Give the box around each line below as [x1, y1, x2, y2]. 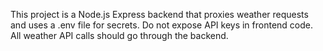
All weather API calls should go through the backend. [10, 30, 229, 41]
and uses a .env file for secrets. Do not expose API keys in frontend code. [10, 19, 314, 31]
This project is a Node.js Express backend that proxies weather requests [10, 9, 309, 20]
